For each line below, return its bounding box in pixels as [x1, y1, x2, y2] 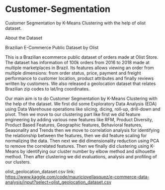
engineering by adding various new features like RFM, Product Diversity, [5, 116, 153, 122]
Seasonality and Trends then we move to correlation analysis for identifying [5, 127, 160, 133]
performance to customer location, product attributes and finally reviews [5, 75, 154, 81]
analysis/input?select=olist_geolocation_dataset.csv [5, 179, 112, 185]
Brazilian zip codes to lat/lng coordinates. [5, 86, 90, 92]
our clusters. [5, 159, 31, 165]
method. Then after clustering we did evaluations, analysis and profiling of [5, 153, 158, 160]
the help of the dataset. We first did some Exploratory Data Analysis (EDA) [5, 100, 157, 106]
